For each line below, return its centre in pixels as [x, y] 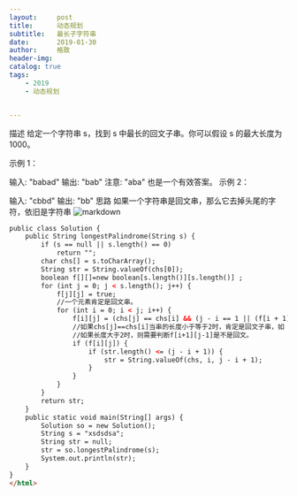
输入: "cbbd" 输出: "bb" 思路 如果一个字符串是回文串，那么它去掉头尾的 [139, 201]
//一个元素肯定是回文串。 [97, 302]
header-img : [31, 58]
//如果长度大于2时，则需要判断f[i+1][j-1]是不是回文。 [163, 335]
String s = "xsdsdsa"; [83, 434]
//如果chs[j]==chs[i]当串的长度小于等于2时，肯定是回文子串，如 [178, 327]
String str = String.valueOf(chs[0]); [112, 269]
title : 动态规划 [46, 26]
